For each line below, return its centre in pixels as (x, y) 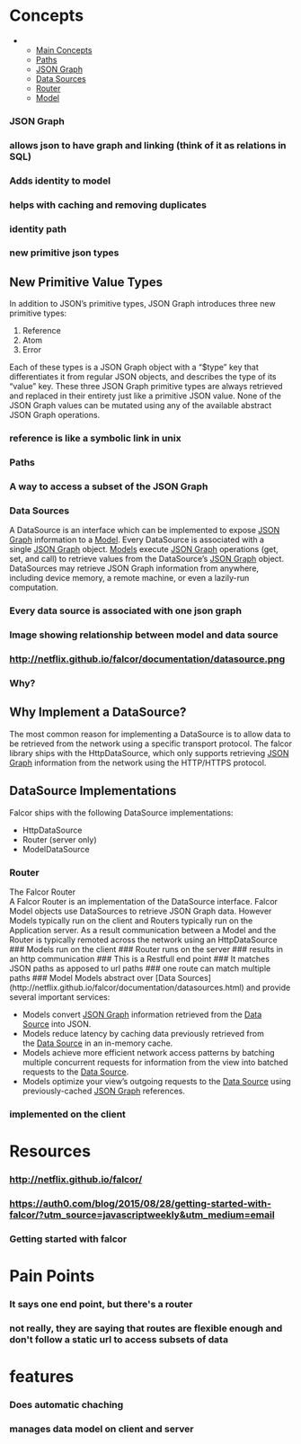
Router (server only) (59, 839)
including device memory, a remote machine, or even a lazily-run (129, 578)
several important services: (60, 997)
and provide (268, 987)
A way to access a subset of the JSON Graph (109, 486)
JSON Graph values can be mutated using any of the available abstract (141, 406)
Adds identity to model (60, 181)
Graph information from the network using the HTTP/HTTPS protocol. (138, 762)
